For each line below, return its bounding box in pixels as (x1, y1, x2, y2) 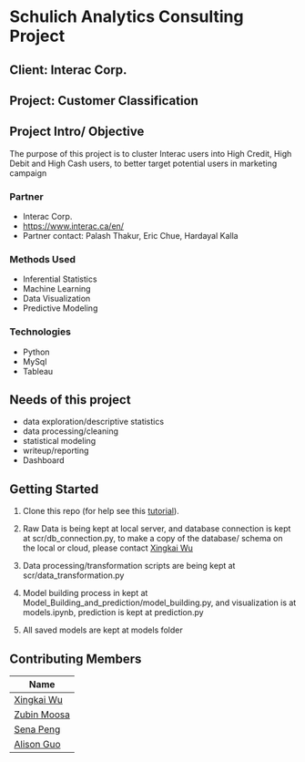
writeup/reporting (22, 445, 89, 457)
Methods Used (9, 253, 76, 265)
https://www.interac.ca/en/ (22, 221, 125, 232)
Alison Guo (14, 738, 61, 751)
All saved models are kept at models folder (22, 624, 184, 635)
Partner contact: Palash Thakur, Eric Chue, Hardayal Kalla (22, 231, 239, 242)
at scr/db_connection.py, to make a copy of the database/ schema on (22, 533, 283, 544)
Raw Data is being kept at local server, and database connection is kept (22, 523, 291, 534)
